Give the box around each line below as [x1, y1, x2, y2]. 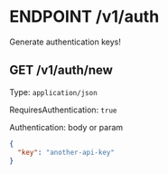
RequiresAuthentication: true [9, 104, 117, 115]
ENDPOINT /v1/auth [9, 6, 160, 27]
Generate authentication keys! [9, 36, 122, 47]
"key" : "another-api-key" [17, 148, 116, 157]
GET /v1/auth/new [9, 63, 113, 78]
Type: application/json [9, 86, 98, 97]
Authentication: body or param [9, 121, 124, 132]
